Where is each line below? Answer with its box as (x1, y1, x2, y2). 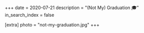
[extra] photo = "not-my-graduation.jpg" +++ (5, 22, 100, 27)
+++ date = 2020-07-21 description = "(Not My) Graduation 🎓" (5, 5, 139, 11)
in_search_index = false (5, 12, 55, 18)
